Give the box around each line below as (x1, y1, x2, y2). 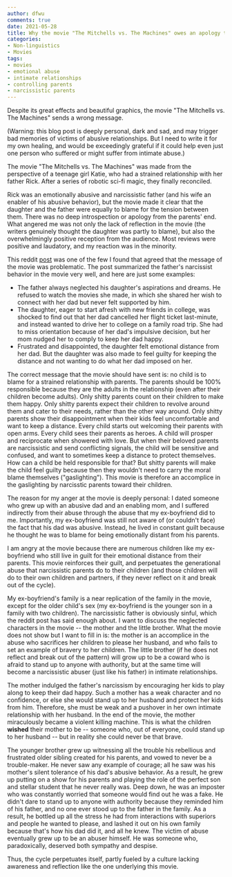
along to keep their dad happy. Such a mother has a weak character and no (7, 689, 222, 697)
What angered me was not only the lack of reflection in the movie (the (7, 220, 206, 228)
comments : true (7, 17, 51, 24)
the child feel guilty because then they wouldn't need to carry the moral (7, 466, 211, 474)
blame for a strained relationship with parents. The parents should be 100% (7, 378, 222, 386)
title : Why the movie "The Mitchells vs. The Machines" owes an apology (7, 29, 221, 37)
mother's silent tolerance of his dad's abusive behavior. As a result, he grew (7, 768, 223, 777)
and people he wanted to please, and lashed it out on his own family (7, 820, 201, 828)
